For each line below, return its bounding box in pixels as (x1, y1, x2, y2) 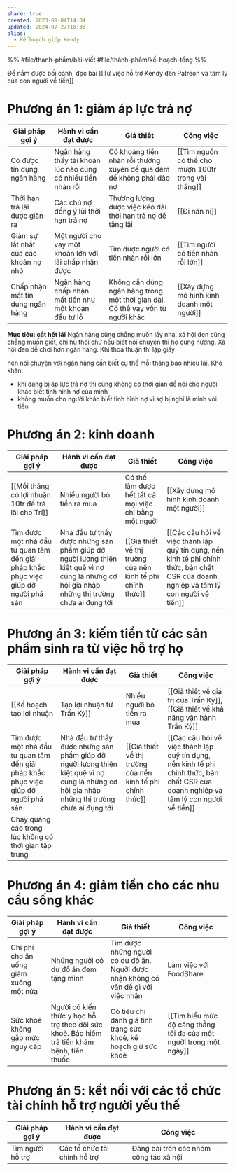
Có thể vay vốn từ (108, 304, 166, 314)
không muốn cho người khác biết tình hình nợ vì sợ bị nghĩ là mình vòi (17, 395, 217, 403)
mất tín (10, 291, 34, 300)
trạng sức (111, 1024, 142, 1034)
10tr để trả (10, 499, 46, 508)
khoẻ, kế (111, 1032, 138, 1042)
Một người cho (54, 231, 102, 241)
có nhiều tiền (54, 173, 97, 183)
